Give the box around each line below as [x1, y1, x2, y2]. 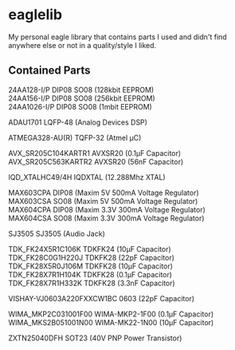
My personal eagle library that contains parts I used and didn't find [8, 32, 227, 42]
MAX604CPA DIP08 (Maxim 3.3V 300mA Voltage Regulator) [8, 205, 206, 214]
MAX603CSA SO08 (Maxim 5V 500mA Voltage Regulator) [8, 196, 198, 205]
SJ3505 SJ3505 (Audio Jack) [8, 229, 105, 238]
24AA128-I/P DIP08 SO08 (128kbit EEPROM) [8, 85, 155, 94]
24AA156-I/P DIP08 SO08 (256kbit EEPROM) [8, 93, 155, 103]
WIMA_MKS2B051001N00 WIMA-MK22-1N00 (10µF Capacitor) [8, 317, 214, 327]
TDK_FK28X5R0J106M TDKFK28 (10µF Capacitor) [8, 261, 174, 271]
